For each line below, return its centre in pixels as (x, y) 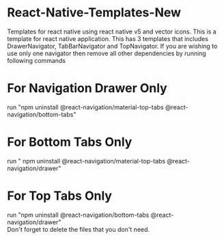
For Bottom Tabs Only (70, 142)
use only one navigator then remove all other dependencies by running (107, 53)
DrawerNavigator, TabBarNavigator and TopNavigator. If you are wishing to (112, 46)
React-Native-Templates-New (94, 13)
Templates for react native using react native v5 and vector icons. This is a (112, 31)
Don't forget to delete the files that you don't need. (79, 229)
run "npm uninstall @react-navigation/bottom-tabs (78, 215)
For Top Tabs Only (60, 196)
